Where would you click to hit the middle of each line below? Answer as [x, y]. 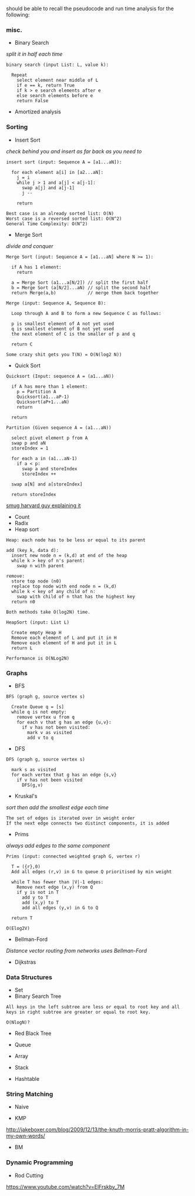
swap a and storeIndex [49, 469]
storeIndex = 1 [30, 448]
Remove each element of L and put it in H [64, 638]
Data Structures [29, 977]
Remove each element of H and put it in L [64, 643]
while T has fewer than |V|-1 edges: [58, 882]
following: [18, 15]
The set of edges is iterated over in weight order [70, 818]
